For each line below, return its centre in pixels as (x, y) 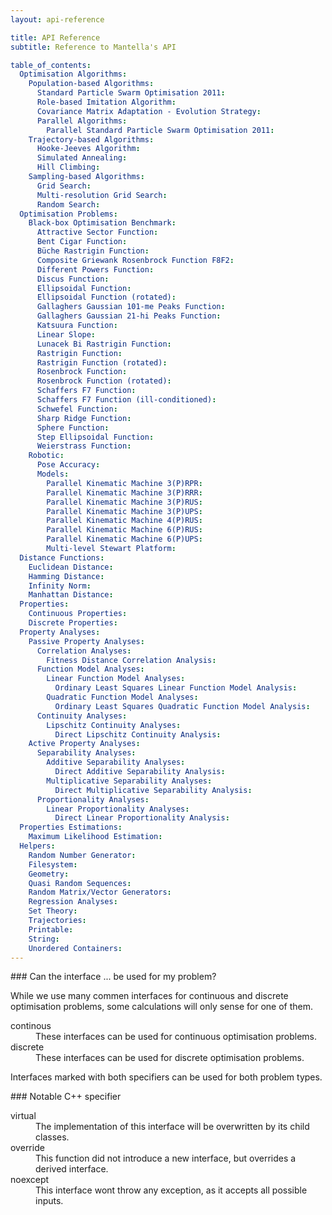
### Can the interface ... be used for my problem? (113, 977)
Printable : (51, 929)
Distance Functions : (62, 557)
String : (44, 939)
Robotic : (46, 456)
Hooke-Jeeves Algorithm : (88, 149)
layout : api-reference (57, 19)
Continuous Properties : (78, 614)
